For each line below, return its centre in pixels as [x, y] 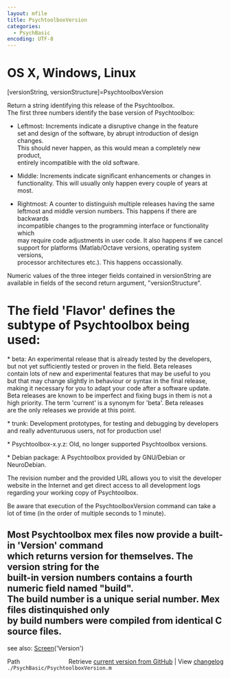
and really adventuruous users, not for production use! [84, 431]
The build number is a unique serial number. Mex [114, 599]
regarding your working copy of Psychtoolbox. [73, 493]
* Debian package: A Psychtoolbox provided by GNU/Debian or [96, 457]
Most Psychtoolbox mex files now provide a [102, 535]
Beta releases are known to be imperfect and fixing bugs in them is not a [110, 395]
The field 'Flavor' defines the [91, 311]
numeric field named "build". [70, 589]
